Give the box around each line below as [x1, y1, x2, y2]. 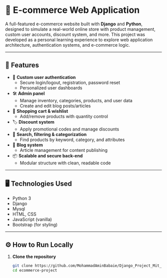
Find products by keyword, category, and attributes [19, 137, 125, 142]
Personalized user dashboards [19, 84, 83, 91]
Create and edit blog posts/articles [19, 103, 91, 109]
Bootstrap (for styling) [12, 221, 58, 227]
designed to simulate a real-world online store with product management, [5, 26, 156, 32]
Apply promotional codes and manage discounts [19, 126, 119, 132]
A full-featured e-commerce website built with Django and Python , [5, 21, 143, 27]
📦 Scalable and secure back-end [12, 152, 83, 158]
